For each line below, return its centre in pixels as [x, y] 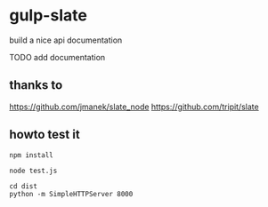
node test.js [33, 171]
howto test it [45, 135]
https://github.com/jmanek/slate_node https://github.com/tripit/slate [134, 107]
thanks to [36, 85]
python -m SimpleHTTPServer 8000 [71, 194]
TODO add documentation [57, 57]
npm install [31, 155]
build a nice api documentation [66, 40]
